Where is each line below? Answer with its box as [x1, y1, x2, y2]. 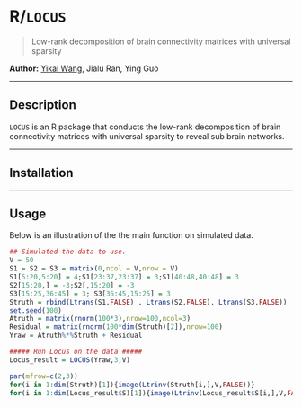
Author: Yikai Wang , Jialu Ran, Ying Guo [9, 63, 159, 74]
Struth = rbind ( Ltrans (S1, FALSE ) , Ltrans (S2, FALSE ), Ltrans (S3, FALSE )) [9, 297, 288, 306]
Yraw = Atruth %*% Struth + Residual [9, 331, 143, 341]
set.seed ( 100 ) [9, 305, 63, 315]
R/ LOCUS [9, 6, 67, 27]
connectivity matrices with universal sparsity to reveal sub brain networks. [9, 130, 285, 141]
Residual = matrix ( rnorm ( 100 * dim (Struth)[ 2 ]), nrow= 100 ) [9, 323, 223, 332]
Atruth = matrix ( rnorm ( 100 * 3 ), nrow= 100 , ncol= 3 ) [9, 314, 191, 323]
